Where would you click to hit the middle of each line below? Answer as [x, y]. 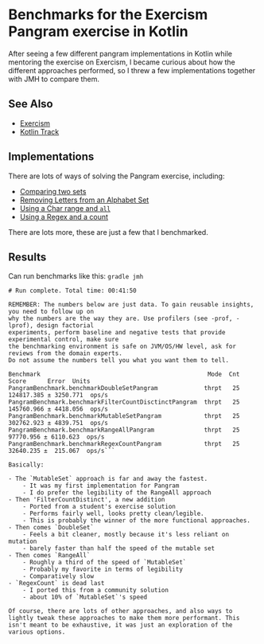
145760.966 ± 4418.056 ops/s [58, 409]
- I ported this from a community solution [96, 591]
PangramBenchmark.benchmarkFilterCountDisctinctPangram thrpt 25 [124, 402]
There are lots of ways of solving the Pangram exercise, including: [116, 176]
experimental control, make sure [64, 340]
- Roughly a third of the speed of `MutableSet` [105, 563]
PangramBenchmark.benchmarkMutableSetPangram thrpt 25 [124, 416]
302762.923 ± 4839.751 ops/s [58, 423]
